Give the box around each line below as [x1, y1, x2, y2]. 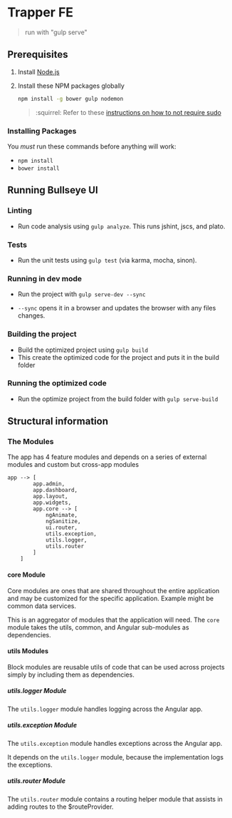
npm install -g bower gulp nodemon [17, 95, 124, 102]
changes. [17, 311, 46, 320]
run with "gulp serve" [24, 28, 88, 36]
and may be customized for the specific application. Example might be [7, 594, 214, 602]
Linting [7, 206, 32, 216]
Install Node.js [17, 67, 60, 76]
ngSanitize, [45, 518, 81, 525]
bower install [17, 165, 60, 172]
